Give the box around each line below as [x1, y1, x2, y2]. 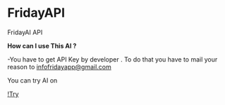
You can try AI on [7, 76, 58, 85]
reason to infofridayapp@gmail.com [7, 62, 111, 71]
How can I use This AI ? [7, 41, 77, 50]
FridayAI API [7, 28, 43, 36]
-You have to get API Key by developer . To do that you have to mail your [7, 55, 218, 64]
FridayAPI [7, 5, 66, 21]
